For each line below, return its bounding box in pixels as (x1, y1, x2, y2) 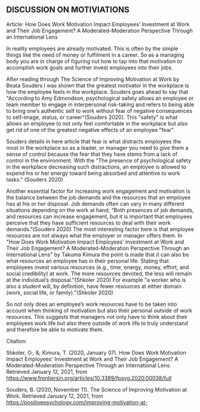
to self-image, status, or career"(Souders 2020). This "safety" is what (6, 113, 178, 121)
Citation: (6, 337, 27, 345)
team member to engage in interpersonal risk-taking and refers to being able (6, 101, 195, 108)
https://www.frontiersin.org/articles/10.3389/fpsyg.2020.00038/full (6, 374, 172, 382)
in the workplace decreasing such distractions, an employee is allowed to (6, 163, 187, 170)
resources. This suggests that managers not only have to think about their (6, 313, 188, 320)
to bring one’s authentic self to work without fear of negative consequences (6, 107, 193, 114)
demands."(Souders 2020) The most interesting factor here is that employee (6, 225, 194, 232)
